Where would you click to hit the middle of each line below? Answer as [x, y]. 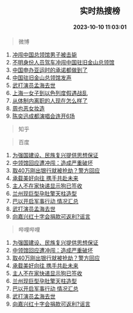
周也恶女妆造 [28, 108]
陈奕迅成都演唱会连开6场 [44, 116]
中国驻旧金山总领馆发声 [42, 77]
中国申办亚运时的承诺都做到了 [50, 70]
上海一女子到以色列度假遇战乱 [50, 93]
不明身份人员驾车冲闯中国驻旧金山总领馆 [63, 62]
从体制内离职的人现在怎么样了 [50, 101]
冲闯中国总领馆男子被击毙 [44, 55]
